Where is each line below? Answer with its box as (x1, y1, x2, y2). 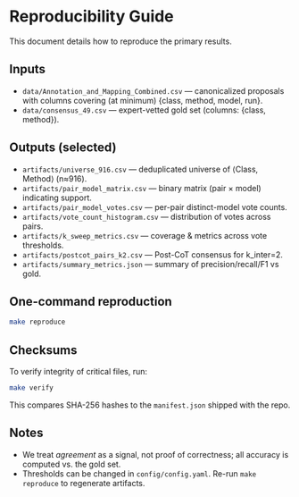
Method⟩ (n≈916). (21, 173, 87, 184)
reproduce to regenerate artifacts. (21, 477, 145, 488)
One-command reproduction (9, 293, 172, 309)
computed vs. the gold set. (21, 459, 121, 469)
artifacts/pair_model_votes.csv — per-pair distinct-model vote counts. (21, 201, 287, 212)
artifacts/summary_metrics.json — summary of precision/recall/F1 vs (21, 258, 279, 269)
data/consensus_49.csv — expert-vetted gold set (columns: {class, (21, 105, 266, 115)
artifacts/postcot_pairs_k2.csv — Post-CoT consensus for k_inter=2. (21, 248, 284, 260)
